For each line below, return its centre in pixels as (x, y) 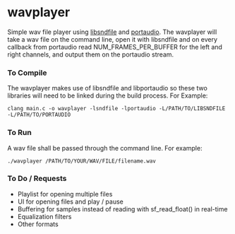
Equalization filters (44, 216)
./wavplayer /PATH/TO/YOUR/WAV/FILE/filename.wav (82, 161)
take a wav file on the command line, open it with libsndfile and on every (112, 39)
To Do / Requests (37, 179)
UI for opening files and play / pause (70, 201)
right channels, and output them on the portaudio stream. (91, 54)
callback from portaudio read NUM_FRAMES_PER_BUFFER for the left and (115, 47)
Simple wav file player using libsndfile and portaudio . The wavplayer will (112, 32)
